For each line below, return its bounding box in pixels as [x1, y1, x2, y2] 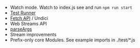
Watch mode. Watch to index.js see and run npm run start [10, 5, 132, 10]
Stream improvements [10, 32, 57, 37]
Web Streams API [10, 20, 47, 27]
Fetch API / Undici [10, 15, 48, 21]
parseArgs [10, 26, 32, 32]
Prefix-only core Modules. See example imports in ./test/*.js [10, 37, 135, 43]
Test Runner [10, 10, 36, 16]
